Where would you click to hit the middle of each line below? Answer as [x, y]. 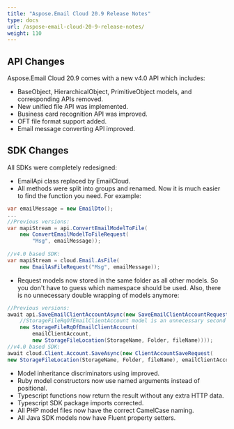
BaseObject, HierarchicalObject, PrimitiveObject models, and [104, 92]
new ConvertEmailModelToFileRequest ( [75, 234]
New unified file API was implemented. [73, 107]
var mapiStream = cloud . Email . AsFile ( [63, 260]
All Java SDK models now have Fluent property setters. [96, 417]
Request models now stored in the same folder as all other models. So [118, 280]
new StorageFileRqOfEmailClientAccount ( [79, 328]
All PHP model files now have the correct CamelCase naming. [106, 410]
